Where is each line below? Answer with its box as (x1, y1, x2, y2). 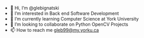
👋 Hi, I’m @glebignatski (10, 5, 59, 11)
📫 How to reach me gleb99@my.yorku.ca (10, 27, 99, 33)
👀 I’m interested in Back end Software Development (10, 10, 119, 16)
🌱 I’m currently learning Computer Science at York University (10, 16, 139, 22)
